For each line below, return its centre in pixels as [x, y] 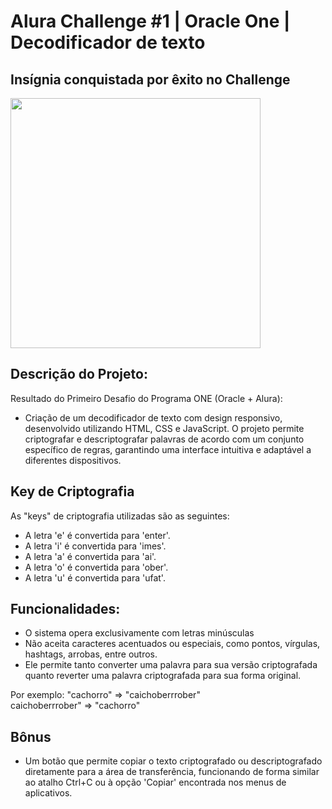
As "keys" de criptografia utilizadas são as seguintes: [120, 516]
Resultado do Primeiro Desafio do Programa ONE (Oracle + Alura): [146, 398]
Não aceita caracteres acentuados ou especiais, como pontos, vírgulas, [172, 644]
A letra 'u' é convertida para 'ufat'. [95, 577]
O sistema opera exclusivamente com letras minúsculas [139, 633]
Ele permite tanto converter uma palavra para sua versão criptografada [171, 665]
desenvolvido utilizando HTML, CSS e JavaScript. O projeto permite [164, 428]
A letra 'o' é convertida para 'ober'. [96, 567]
